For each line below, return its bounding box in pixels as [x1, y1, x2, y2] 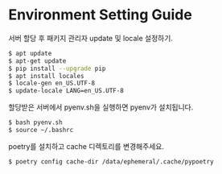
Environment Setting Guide [8, 6, 193, 24]
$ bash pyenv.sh [8, 118, 63, 126]
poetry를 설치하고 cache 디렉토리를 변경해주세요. [8, 141, 165, 151]
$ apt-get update [8, 56, 67, 65]
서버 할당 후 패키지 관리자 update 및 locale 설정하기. [8, 33, 173, 43]
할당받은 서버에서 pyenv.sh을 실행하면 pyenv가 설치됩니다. [8, 102, 194, 112]
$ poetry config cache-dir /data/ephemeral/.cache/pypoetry [8, 157, 215, 166]
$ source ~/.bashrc [8, 126, 74, 135]
